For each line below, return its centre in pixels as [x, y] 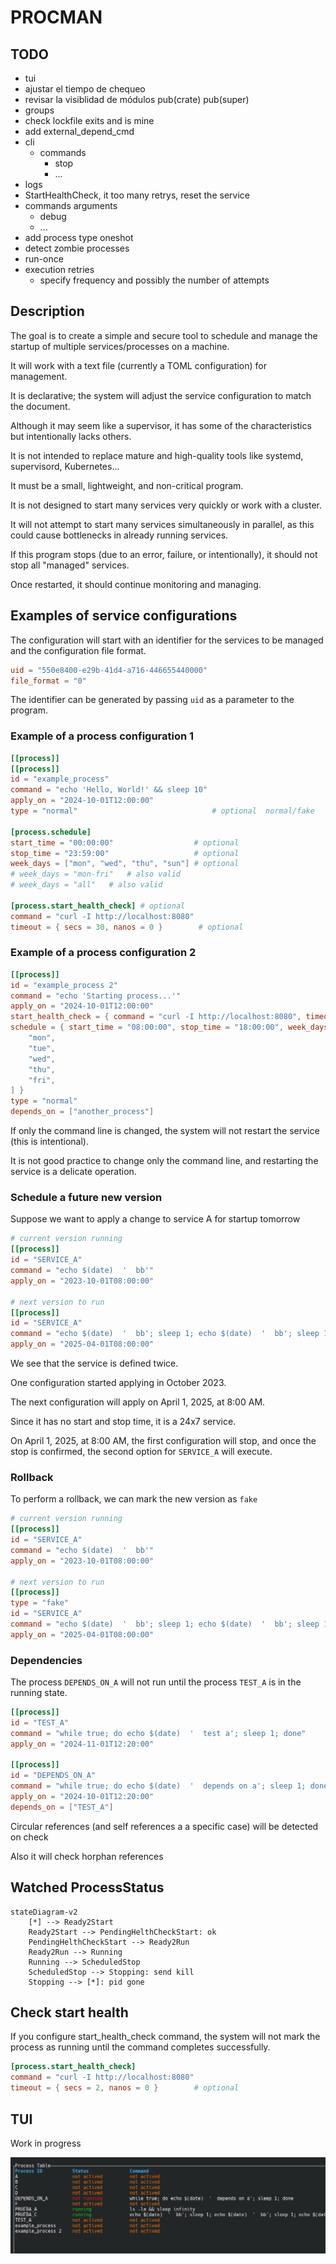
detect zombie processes [77, 248]
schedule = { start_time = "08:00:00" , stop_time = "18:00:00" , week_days [169, 1027]
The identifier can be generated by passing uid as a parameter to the [152, 700]
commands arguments [71, 205]
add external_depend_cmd [79, 131]
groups [39, 110]
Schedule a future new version [86, 1198]
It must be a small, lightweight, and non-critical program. [127, 485]
